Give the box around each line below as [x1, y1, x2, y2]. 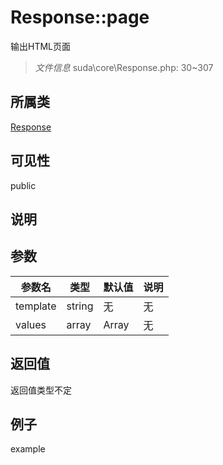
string [66, 299, 94, 313]
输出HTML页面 [10, 40, 72, 52]
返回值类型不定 [10, 384, 72, 396]
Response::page [10, 6, 150, 29]
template [15, 299, 57, 313]
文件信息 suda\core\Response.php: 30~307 [34, 61, 214, 73]
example [10, 443, 46, 455]
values [15, 317, 47, 331]
